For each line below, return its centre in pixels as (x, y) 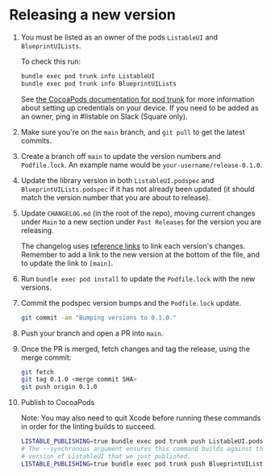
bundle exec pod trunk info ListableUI (88, 76)
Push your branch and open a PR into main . (92, 333)
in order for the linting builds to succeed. (88, 427)
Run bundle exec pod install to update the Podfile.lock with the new (138, 278)
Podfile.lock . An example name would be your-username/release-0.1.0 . (142, 165)
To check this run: (51, 61)
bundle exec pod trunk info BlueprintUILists (98, 84)
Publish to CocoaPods (58, 403)
